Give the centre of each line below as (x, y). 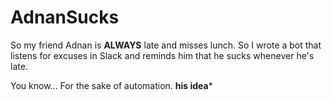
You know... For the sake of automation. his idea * (111, 85)
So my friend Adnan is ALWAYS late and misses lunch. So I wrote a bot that (166, 45)
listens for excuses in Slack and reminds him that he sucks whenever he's (162, 55)
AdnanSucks (65, 17)
